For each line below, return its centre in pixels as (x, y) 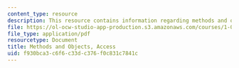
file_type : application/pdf (49, 34)
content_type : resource (43, 14)
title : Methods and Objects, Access (62, 47)
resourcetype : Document (43, 40)
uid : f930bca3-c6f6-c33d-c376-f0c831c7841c (73, 54)
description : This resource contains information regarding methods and (117, 21)
